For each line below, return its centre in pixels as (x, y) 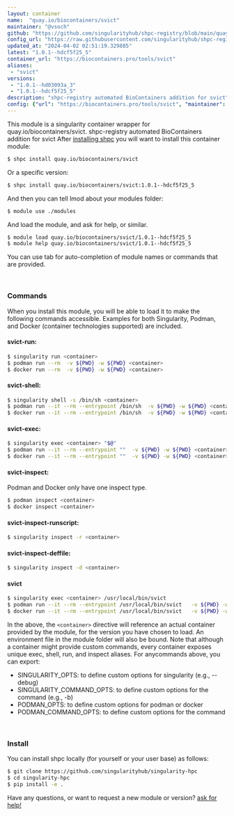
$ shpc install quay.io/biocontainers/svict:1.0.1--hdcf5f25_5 (101, 185)
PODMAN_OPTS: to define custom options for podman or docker (110, 705)
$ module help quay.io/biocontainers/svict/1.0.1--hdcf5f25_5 (99, 244)
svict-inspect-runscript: (43, 522)
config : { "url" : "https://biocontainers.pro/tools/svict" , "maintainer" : (117, 104)
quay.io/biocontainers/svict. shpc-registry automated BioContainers (105, 131)
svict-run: (22, 342)
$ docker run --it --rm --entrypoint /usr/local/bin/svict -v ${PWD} (113, 611)
